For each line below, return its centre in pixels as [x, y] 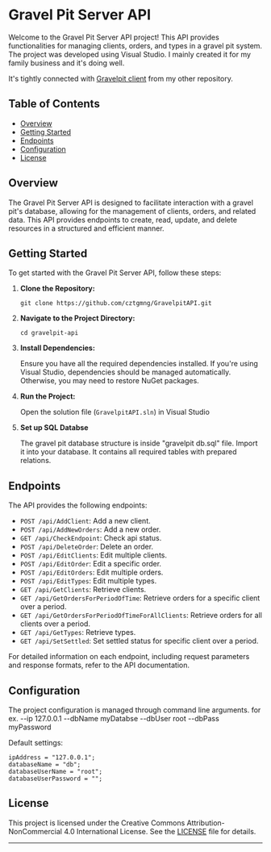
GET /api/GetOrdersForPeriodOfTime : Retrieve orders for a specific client [140, 598]
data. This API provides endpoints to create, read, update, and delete [123, 219]
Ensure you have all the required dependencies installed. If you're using [139, 364]
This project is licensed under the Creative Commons [97, 823]
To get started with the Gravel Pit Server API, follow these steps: [115, 273]
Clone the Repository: [57, 289]
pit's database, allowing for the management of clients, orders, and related [132, 211]
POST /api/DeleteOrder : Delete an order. [87, 547]
